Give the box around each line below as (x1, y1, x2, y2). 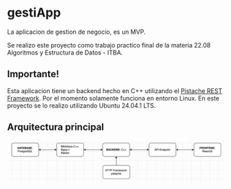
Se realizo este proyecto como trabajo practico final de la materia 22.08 (7, 41, 211, 49)
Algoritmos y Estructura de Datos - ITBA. (7, 48, 123, 57)
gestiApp (7, 5, 61, 21)
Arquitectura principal (7, 121, 105, 133)
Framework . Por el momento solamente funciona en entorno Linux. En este (7, 94, 219, 102)
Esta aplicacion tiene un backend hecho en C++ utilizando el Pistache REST (7, 86, 223, 94)
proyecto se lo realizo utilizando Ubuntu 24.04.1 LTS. (7, 101, 157, 110)
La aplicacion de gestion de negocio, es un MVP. (7, 28, 146, 36)
